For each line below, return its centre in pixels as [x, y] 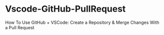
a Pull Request [20, 27]
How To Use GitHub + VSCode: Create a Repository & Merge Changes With [82, 22]
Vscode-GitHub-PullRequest [65, 9]
